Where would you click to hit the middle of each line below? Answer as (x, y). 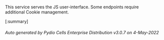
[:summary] (17, 21)
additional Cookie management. (37, 12)
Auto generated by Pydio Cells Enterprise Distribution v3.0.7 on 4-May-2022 (82, 32)
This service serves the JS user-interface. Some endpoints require (72, 7)
